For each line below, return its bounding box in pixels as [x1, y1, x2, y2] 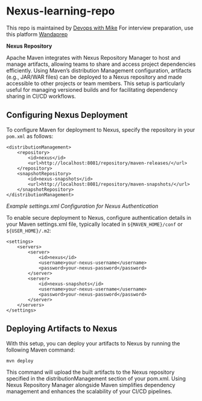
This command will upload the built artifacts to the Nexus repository [6, 368, 175, 376]
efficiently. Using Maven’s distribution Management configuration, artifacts [6, 66, 192, 74]
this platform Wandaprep [6, 30, 68, 37]
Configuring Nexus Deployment [6, 110, 128, 120]
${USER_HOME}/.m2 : [6, 226, 51, 234]
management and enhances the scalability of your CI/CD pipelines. [6, 388, 172, 395]
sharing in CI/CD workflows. [6, 92, 77, 100]
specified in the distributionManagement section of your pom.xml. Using [6, 374, 186, 382]
